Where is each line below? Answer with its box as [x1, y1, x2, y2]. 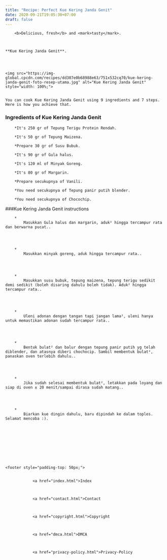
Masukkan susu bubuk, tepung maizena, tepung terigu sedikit [23, 278, 156, 283]
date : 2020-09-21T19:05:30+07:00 [5, 12, 76, 17]
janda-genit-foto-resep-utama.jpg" [5, 80, 81, 85]
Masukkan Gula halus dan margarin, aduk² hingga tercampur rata [23, 220, 162, 225]
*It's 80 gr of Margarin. [14, 170, 70, 175]
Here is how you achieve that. [5, 102, 72, 107]
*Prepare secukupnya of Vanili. [14, 179, 83, 184]
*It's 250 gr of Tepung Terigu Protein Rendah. [14, 125, 117, 130]
